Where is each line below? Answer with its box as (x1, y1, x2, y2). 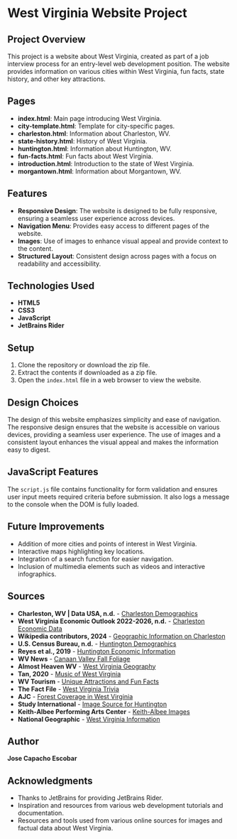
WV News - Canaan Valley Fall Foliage (17, 654, 131, 663)
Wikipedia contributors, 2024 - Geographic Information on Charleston (17, 632, 226, 640)
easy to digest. (7, 445, 51, 454)
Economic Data (17, 624, 62, 633)
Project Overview (7, 33, 86, 45)
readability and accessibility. (17, 259, 101, 268)
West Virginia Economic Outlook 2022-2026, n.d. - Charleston (17, 617, 205, 625)
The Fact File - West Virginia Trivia (17, 684, 119, 693)
